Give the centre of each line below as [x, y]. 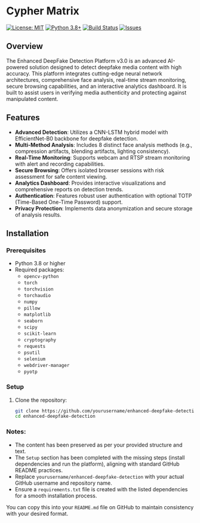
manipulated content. [32, 99]
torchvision [39, 289]
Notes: [16, 432]
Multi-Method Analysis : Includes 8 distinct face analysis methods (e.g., [104, 145]
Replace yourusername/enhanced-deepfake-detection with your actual [99, 476]
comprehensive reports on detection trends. [69, 189]
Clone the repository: [41, 400]
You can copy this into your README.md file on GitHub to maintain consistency [100, 507]
